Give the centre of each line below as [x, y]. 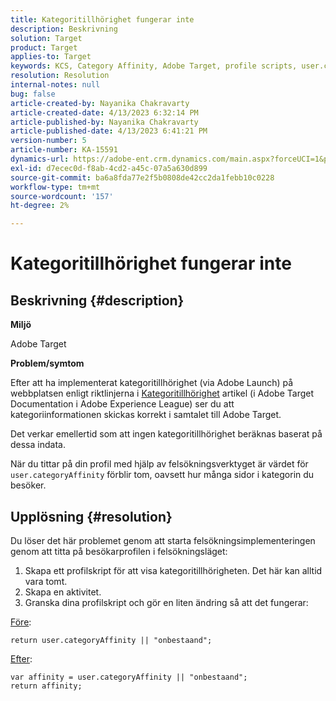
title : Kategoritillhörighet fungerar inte [102, 19]
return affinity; [46, 686]
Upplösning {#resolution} [91, 516]
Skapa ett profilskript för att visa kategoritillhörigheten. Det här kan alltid [173, 570]
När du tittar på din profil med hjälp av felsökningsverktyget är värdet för [159, 464]
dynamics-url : [40, 159]
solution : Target [46, 38]
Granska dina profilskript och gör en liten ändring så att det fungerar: [166, 602]
